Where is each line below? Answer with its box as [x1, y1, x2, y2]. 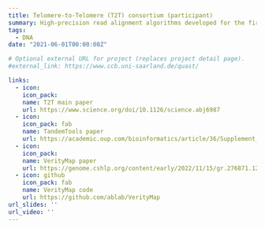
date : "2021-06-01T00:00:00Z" [8, 41, 108, 49]
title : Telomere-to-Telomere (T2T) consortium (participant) [8, 11, 214, 20]
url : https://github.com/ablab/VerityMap [22, 193, 160, 201]
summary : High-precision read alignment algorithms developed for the [8, 19, 245, 27]
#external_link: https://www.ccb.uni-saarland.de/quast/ [8, 62, 200, 71]
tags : [8, 26, 26, 34]
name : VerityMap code [22, 186, 93, 194]
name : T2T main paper [22, 98, 93, 106]
